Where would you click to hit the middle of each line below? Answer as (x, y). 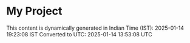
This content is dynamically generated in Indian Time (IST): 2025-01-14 (95, 28)
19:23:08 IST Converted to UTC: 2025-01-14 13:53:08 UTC (80, 34)
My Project (34, 11)
